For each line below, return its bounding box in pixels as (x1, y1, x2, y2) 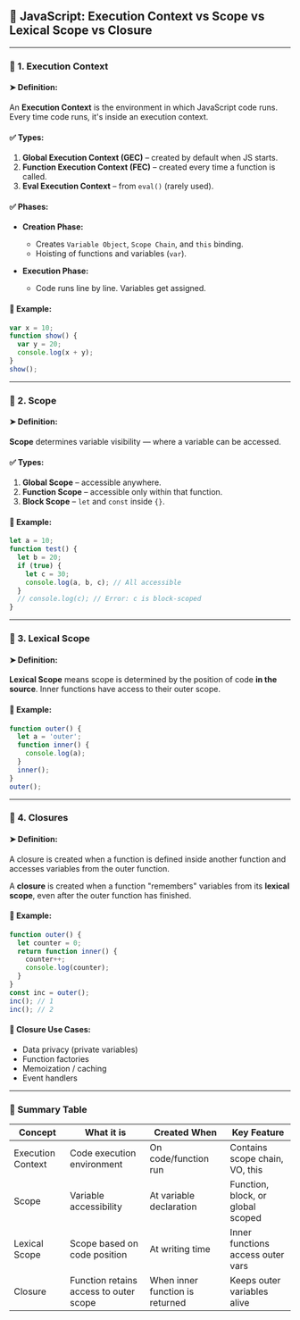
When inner (149, 1274, 199, 1287)
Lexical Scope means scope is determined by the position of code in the (9, 674, 278, 685)
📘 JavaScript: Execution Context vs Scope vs (9, 9, 265, 24)
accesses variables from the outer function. (9, 863, 170, 873)
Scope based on (70, 1238, 138, 1250)
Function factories (21, 1053, 89, 1064)
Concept (19, 1126, 56, 1139)
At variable (149, 1190, 195, 1202)
